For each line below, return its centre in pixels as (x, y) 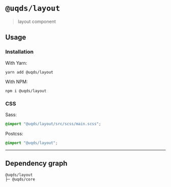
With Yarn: (16, 63)
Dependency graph (36, 163)
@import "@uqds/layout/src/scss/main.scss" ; (53, 124)
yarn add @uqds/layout (29, 72)
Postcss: (14, 133)
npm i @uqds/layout (26, 91)
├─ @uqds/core (20, 179)
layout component (37, 21)
